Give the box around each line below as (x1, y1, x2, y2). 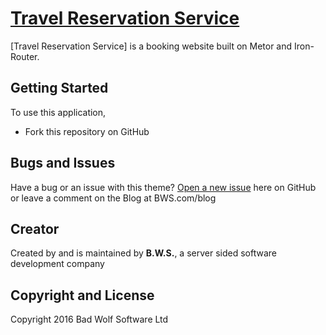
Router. (10, 50, 40, 62)
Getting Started (10, 80, 109, 97)
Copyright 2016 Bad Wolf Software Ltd (10, 313, 169, 326)
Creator (10, 220, 60, 237)
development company (10, 258, 105, 270)
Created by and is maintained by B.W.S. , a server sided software (10, 247, 277, 259)
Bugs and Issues (10, 155, 116, 172)
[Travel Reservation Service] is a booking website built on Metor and (10, 40, 293, 52)
